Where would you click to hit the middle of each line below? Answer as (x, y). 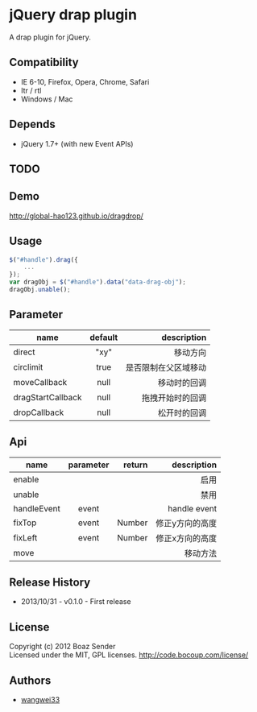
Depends (32, 124)
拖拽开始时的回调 (174, 398)
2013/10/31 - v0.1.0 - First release (76, 602)
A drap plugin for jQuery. (50, 37)
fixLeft (25, 537)
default (104, 337)
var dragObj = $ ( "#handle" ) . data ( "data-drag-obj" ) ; (97, 282)
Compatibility (44, 62)
